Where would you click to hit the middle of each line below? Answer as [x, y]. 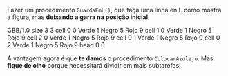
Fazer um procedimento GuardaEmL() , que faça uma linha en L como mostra [114, 10]
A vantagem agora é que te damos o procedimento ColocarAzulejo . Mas [110, 58]
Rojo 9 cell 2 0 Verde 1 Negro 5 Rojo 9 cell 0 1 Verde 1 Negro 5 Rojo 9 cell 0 [114, 38]
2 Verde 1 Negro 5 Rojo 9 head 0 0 [56, 45]
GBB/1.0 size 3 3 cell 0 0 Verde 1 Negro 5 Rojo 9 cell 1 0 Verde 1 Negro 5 [110, 30]
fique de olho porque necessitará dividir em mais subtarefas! [94, 65]
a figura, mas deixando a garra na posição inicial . [78, 17]
